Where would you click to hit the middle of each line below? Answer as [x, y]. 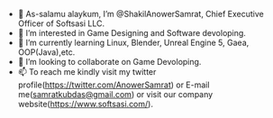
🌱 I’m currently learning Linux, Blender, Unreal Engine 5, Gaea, [133, 42]
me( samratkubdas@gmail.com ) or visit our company [115, 94]
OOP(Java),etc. [46, 52]
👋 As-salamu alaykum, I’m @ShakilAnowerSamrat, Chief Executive [141, 14]
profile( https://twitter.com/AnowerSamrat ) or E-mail [114, 85]
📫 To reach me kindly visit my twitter [87, 72]
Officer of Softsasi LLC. [61, 23]
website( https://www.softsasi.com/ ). [85, 104]
